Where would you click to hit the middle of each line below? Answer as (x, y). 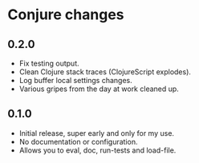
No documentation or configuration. (78, 141)
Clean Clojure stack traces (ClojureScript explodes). (105, 72)
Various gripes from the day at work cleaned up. (99, 89)
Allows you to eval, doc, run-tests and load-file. (97, 150)
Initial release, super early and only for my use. (96, 133)
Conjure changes (66, 15)
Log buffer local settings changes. (76, 80)
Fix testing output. (49, 63)
